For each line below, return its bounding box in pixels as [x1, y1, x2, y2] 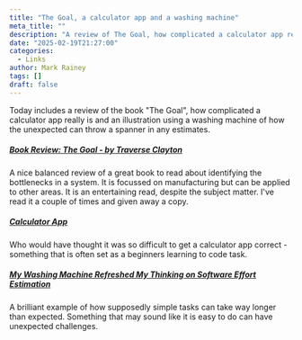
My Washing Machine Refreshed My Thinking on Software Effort [9, 269, 256, 280]
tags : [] [9, 72, 42, 81]
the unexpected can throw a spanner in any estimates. [9, 123, 211, 135]
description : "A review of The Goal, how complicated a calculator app [9, 30, 283, 39]
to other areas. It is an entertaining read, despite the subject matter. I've [9, 186, 275, 197]
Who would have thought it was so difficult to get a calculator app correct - [9, 239, 288, 250]
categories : [9, 47, 54, 56]
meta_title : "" [9, 22, 67, 31]
